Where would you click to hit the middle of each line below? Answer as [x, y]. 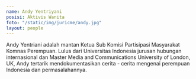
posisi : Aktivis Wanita [36, 17]
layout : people [25, 28]
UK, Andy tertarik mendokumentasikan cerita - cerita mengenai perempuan [98, 64]
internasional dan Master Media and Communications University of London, [98, 57]
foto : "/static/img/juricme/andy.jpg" [54, 22]
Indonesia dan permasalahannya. [46, 70]
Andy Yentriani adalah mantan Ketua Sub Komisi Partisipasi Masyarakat [93, 45]
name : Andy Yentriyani [34, 11]
